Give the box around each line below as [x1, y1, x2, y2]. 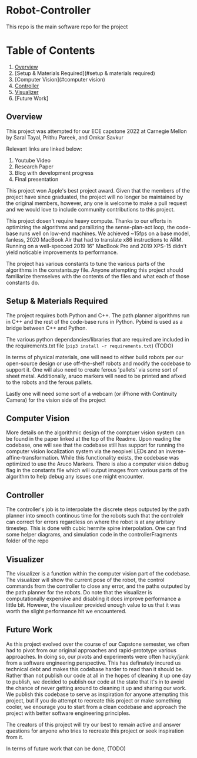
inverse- [165, 448, 186, 455]
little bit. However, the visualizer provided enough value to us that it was [6, 601, 181, 609]
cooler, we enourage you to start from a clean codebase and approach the [6, 703, 186, 710]
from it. [6, 733, 24, 740]
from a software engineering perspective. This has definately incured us [6, 659, 181, 666]
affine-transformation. [6, 454, 60, 461]
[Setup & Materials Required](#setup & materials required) [14, 69, 156, 77]
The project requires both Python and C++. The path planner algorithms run [6, 311, 190, 319]
